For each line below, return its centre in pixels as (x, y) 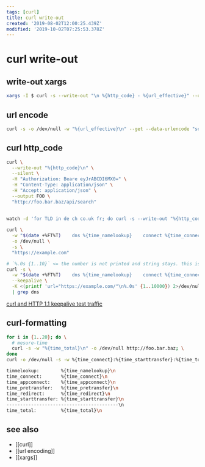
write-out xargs (37, 82)
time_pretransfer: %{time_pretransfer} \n (63, 388)
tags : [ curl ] (23, 12)
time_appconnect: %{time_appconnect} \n (61, 382)
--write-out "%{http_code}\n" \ (53, 168)
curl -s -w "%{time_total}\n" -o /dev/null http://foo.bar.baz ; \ (98, 348)
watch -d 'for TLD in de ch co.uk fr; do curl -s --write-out (87, 219)
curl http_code (34, 148)
